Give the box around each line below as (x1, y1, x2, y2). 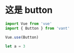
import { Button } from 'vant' (5, 26, 70, 31)
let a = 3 (5, 44, 26, 49)
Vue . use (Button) (5, 35, 39, 40)
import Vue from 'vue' (5, 21, 52, 26)
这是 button (5, 4, 53, 16)
